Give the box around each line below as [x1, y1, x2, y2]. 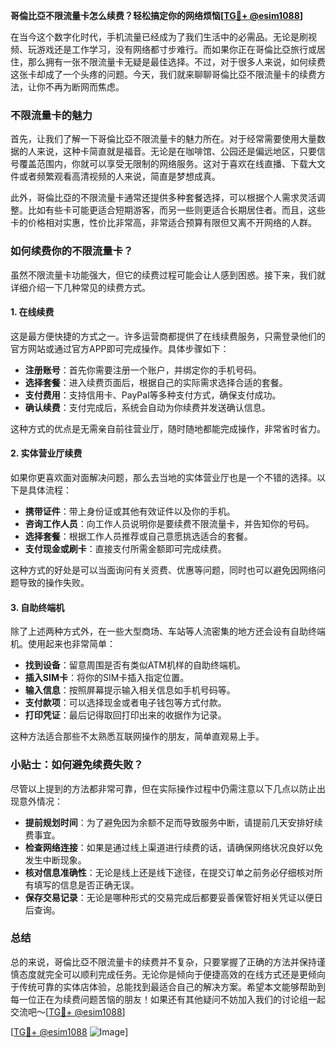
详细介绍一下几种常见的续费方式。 [10, 281, 151, 293]
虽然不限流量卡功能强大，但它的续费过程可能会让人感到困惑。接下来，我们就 [10, 269, 326, 281]
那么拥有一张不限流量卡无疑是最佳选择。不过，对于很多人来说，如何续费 [27, 56, 326, 68]
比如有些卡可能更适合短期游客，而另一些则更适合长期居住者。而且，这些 [27, 204, 326, 216]
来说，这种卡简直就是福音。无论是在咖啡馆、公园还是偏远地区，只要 [36, 145, 317, 158]
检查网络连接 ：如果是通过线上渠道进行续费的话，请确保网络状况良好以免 [24, 841, 323, 853]
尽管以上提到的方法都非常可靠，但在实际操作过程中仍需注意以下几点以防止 [10, 782, 317, 794]
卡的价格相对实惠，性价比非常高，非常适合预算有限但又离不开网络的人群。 [10, 217, 317, 229]
